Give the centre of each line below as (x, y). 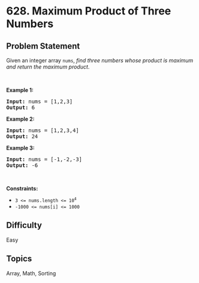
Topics (19, 259)
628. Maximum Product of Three (89, 11)
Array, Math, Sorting (31, 273)
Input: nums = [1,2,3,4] (43, 130)
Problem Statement (43, 46)
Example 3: (20, 148)
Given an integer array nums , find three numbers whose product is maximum (100, 60)
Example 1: (20, 90)
